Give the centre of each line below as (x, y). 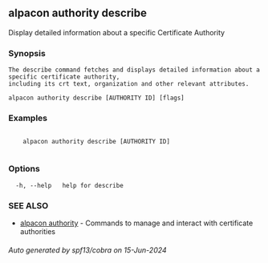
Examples (28, 118)
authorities (38, 231)
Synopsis (27, 53)
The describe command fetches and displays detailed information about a (134, 70)
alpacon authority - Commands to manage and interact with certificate (136, 223)
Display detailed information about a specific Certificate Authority (117, 32)
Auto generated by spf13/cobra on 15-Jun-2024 (87, 250)
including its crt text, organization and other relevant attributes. (129, 84)
